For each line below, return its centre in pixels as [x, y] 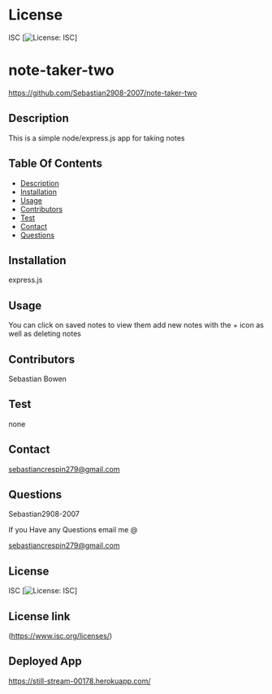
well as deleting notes [45, 334]
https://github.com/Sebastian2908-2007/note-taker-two [103, 93]
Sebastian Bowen [38, 379]
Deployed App [45, 661]
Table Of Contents [56, 164]
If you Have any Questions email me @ [73, 530]
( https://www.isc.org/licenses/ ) [60, 636]
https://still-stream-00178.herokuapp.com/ [80, 681]
